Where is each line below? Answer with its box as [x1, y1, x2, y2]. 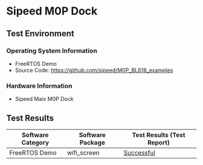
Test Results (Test [132, 131, 185, 139]
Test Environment [6, 28, 74, 39]
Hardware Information [6, 82, 72, 90]
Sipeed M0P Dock [6, 4, 98, 18]
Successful [123, 148, 156, 157]
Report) [147, 138, 170, 146]
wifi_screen [66, 148, 100, 157]
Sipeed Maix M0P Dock [14, 95, 74, 103]
